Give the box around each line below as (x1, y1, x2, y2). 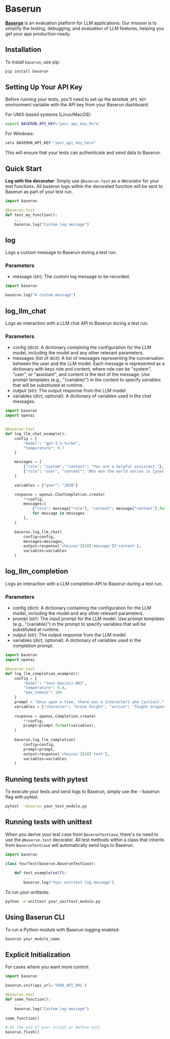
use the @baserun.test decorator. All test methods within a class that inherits (5, 837, 164, 843)
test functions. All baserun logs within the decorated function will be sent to (5, 184, 163, 189)
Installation (5, 45, 41, 54)
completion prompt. (12, 643, 54, 649)
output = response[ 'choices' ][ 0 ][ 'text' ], (23, 751, 110, 756)
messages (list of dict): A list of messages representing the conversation (12, 355, 164, 361)
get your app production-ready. (5, 30, 71, 37)
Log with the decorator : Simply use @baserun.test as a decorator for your (5, 178, 159, 184)
